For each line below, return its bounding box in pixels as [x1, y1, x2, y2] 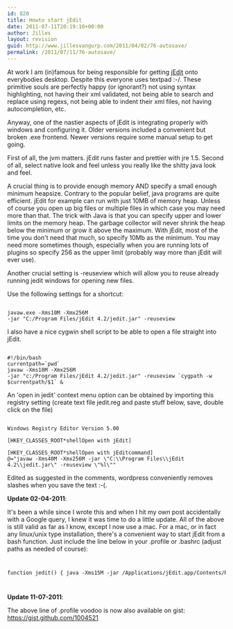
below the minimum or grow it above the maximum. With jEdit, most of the [7, 226, 218, 234]
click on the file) [7, 405, 53, 413]
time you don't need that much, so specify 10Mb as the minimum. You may [7, 233, 221, 241]
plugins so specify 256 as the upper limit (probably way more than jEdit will [7, 248, 222, 257]
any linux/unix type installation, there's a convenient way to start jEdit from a [7, 530, 225, 538]
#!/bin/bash [7, 354, 42, 361]
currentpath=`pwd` [7, 360, 60, 368]
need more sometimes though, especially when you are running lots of [7, 241, 209, 249]
